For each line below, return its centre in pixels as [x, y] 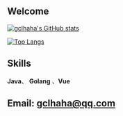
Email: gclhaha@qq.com [61, 103]
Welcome [28, 11]
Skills [19, 64]
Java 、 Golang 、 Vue [39, 81]
